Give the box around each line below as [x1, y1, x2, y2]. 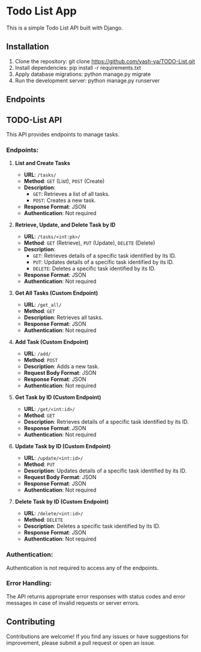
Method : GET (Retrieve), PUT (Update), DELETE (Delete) [23, 239, 155, 246]
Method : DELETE [23, 516, 64, 524]
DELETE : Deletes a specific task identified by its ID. [32, 265, 156, 272]
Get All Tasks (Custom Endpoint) [14, 289, 98, 296]
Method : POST [23, 357, 58, 364]
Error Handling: [6, 579, 52, 588]
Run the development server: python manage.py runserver [14, 77, 160, 84]
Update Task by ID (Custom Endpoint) [14, 443, 111, 450]
